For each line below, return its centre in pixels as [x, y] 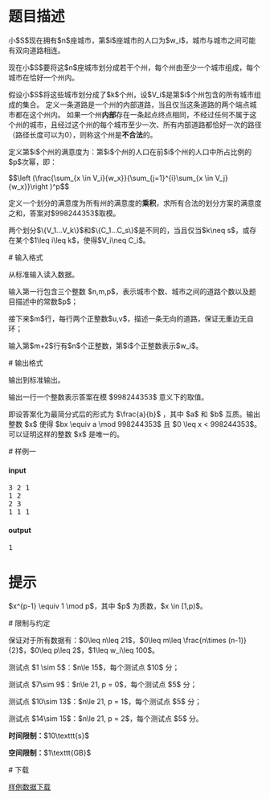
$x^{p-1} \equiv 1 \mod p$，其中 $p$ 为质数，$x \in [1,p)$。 [108, 606]
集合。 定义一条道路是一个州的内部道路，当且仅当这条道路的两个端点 [136, 104]
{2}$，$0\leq [30, 650]
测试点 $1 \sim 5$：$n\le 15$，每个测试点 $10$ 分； [94, 667]
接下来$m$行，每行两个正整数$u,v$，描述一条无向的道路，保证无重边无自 [131, 318]
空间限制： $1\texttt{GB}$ [50, 753]
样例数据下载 [29, 787]
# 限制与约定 [29, 623]
